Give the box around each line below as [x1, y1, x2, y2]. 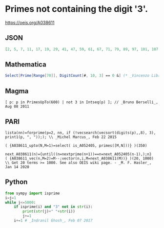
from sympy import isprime [5, 191, 60, 196]
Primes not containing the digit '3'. [5, 3, 148, 15]
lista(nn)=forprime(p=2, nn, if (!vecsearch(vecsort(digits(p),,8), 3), [5, 130, 156, 135]
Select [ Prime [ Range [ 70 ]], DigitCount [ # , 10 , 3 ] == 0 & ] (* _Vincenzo [5, 73, 150, 78]
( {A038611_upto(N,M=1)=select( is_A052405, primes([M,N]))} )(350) [5, 143, 147, 148]
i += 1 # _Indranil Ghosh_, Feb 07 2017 [14, 218, 93, 223]
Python [5, 178, 28, 186]
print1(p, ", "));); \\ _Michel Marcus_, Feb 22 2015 [5, 135, 117, 139]
